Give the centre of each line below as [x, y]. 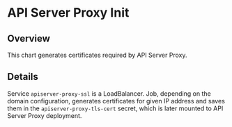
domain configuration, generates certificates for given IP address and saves [116, 101]
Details [23, 77]
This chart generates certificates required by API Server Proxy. [97, 55]
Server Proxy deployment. [45, 115]
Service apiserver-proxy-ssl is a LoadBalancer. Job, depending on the [109, 93]
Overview [29, 39]
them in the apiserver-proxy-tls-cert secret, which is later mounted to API [115, 108]
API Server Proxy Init [68, 13]
